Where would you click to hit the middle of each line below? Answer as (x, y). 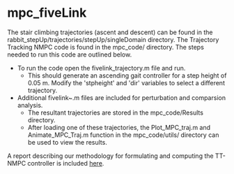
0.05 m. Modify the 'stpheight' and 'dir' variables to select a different (126, 82)
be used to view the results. (68, 142)
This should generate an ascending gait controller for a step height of (127, 75)
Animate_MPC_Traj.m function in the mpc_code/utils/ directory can (123, 135)
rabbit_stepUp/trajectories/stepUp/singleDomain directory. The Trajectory (113, 39)
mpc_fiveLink (47, 13)
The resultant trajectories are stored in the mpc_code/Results (116, 113)
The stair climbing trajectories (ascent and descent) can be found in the (110, 32)
